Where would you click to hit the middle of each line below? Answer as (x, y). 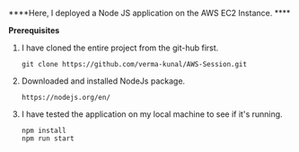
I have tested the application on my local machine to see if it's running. (152, 114)
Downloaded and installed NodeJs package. (103, 81)
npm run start (48, 139)
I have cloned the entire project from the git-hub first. (120, 48)
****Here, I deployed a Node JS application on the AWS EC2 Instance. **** (149, 13)
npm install (44, 130)
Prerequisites (34, 30)
